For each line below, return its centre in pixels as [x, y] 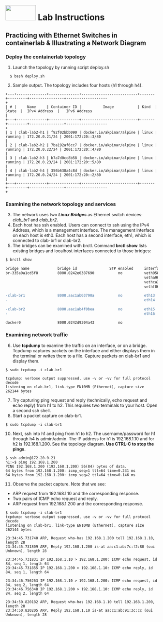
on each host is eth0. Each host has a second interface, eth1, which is [82, 235]
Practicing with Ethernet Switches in [61, 35]
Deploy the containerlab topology [46, 57]
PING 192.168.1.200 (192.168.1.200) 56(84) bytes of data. [66, 466]
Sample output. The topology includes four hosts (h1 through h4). [78, 85]
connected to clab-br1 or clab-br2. [47, 241]
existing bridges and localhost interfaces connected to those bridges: [82, 251]
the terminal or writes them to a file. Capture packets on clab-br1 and [81, 356]
